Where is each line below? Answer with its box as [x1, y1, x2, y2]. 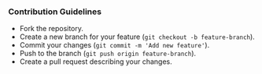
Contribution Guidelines [8, 6, 102, 17]
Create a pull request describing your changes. [19, 57, 172, 66]
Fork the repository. [19, 24, 84, 33]
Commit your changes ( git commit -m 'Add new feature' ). [19, 41, 210, 50]
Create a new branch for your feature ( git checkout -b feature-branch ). [19, 32, 256, 41]
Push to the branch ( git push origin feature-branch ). [19, 49, 197, 58]
